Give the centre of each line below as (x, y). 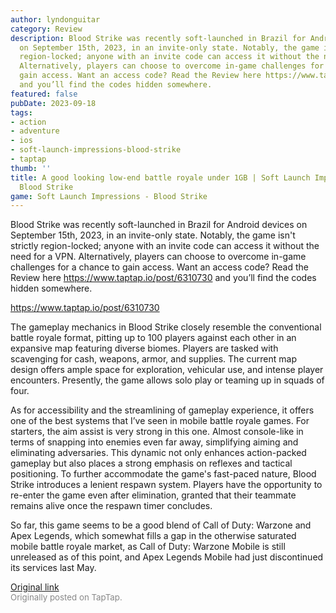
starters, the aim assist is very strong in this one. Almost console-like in (157, 432)
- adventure (35, 131)
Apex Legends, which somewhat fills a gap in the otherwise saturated (153, 536)
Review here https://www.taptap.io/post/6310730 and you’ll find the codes (163, 278)
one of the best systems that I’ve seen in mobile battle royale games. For (160, 421)
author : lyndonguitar (55, 19)
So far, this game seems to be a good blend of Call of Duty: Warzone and (161, 525)
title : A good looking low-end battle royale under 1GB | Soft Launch (160, 177)
